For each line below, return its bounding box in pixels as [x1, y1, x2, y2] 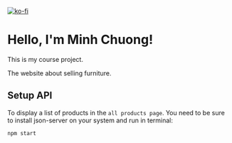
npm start [7, 129, 37, 137]
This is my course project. [7, 55, 84, 63]
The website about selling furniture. [7, 68, 112, 78]
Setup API [7, 90, 53, 102]
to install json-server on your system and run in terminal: [7, 116, 173, 125]
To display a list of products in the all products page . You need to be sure [7, 108, 226, 117]
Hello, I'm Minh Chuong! [7, 32, 154, 48]
